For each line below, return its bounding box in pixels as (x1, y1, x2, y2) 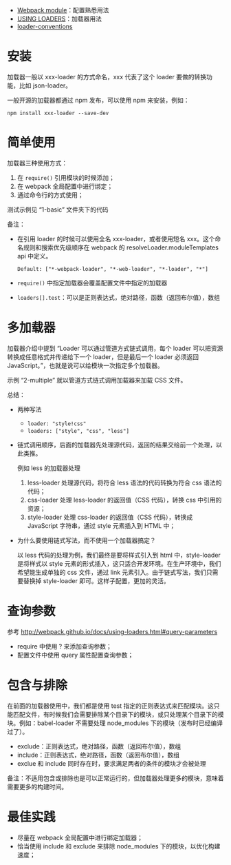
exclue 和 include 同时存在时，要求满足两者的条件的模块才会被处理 (16, 759, 206, 767)
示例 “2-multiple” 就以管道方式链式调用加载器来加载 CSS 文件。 (7, 376, 187, 384)
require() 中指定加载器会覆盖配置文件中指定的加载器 (16, 278, 168, 287)
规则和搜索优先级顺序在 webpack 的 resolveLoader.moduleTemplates (23, 243, 219, 252)
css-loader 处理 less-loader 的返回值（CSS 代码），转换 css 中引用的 (27, 496, 222, 504)
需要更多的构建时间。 (7, 782, 67, 791)
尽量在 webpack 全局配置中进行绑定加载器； (16, 833, 143, 842)
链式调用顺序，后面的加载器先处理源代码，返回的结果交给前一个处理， (16, 440, 217, 449)
